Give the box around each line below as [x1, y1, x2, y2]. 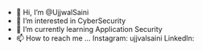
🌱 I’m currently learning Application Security [15, 25, 163, 33]
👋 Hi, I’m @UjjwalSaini [15, 8, 89, 17]
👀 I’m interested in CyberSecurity [15, 16, 126, 25]
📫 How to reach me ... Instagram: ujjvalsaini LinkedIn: [15, 33, 195, 43]
